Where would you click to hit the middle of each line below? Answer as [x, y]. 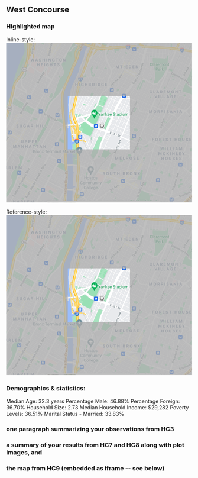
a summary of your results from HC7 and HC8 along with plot [95, 445]
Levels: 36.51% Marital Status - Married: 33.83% [65, 414]
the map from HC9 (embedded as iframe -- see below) [85, 468]
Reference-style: [27, 212]
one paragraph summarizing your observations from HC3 [90, 429]
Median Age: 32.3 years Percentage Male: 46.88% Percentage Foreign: [93, 401]
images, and [24, 452]
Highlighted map [30, 27]
